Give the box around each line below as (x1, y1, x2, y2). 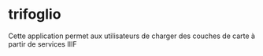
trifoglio (8, 5, 61, 23)
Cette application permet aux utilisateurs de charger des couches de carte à (8, 31, 256, 40)
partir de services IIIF (8, 39, 77, 48)
